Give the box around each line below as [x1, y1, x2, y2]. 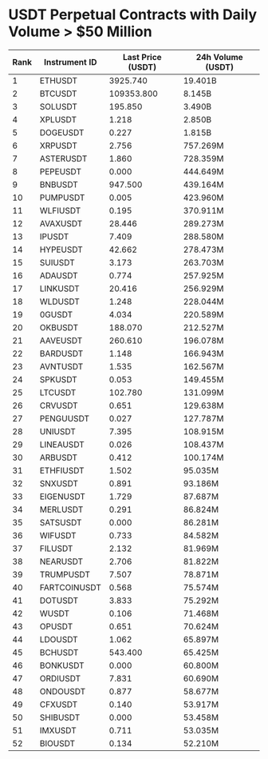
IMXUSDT [39, 725, 77, 736]
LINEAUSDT [39, 438, 85, 449]
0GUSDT [39, 309, 73, 320]
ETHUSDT [39, 74, 78, 86]
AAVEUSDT [39, 334, 83, 346]
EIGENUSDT [39, 490, 86, 501]
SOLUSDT [39, 101, 78, 112]
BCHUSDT [39, 646, 79, 657]
